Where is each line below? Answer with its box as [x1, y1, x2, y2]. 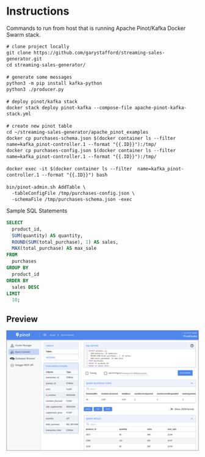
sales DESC [12, 284, 40, 290]
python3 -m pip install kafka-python [6, 80, 103, 86]
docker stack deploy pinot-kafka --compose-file [6, 104, 132, 111]
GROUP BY [6, 265, 29, 271]
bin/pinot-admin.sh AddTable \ [6, 184, 86, 190]
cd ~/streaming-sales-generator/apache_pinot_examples [6, 129, 149, 135]
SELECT [6, 219, 23, 225]
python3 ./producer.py [6, 86, 64, 92]
